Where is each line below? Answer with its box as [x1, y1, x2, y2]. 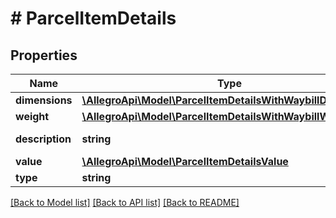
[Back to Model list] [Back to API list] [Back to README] [10, 197, 240, 208]
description [15, 132, 72, 146]
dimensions [15, 93, 73, 107]
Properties [10, 47, 78, 64]
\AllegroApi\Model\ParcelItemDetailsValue [81, 155, 289, 168]
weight [15, 110, 50, 123]
